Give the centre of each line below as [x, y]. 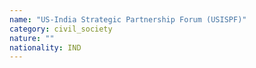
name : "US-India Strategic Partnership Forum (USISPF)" [128, 19]
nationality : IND [45, 47]
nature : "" [32, 38]
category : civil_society [61, 29]
